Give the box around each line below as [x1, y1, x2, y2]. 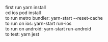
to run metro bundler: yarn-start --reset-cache [5, 15, 103, 21]
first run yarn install [5, 5, 46, 10]
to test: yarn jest [5, 31, 40, 37]
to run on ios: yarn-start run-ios [5, 20, 72, 26]
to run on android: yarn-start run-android [5, 26, 92, 32]
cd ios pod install [5, 10, 41, 16]
